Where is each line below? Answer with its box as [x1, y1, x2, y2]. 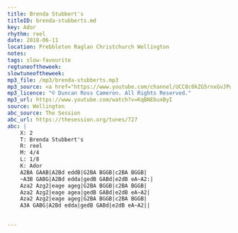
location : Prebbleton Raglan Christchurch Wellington [7, 43, 170, 50]
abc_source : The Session [7, 109, 81, 116]
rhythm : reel [7, 30, 46, 38]
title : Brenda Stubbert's [7, 10, 84, 18]
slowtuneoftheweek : [7, 70, 65, 77]
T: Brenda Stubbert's [20, 136, 84, 143]
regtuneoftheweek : [7, 63, 62, 70]
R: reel [20, 143, 42, 150]
